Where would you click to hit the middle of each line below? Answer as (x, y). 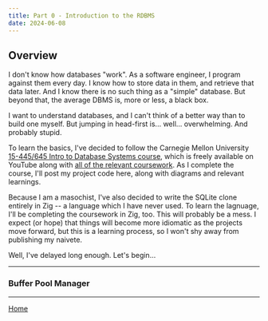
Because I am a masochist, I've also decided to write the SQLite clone (123, 197)
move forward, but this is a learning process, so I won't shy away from (124, 232)
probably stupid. (35, 133)
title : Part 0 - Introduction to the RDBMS (82, 16)
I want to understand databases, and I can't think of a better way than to (127, 116)
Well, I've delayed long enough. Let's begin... (82, 256)
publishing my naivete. (45, 240)
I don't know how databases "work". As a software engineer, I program (124, 75)
